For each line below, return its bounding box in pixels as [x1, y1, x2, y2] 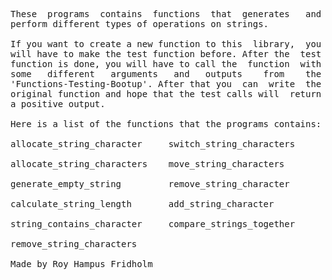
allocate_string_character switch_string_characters [10, 139, 296, 149]
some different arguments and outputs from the [10, 69, 322, 79]
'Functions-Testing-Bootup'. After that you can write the [10, 79, 322, 89]
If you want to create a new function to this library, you [10, 39, 322, 49]
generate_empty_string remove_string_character [10, 179, 290, 189]
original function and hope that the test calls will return [10, 89, 322, 99]
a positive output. [10, 99, 106, 109]
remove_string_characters [10, 239, 138, 249]
